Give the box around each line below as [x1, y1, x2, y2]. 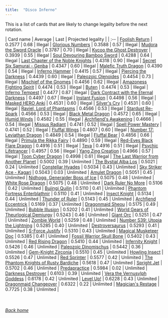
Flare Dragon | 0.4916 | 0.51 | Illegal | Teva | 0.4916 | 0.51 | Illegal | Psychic [5, 142, 158, 148]
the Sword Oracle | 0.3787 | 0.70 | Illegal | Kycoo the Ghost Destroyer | [5, 47, 151, 53]
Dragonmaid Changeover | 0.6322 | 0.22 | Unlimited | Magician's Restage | [5, 281, 159, 287]
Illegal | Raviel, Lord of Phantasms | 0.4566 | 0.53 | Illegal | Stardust [5, 105, 144, 111]
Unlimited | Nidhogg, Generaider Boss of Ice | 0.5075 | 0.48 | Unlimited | [5, 174, 154, 180]
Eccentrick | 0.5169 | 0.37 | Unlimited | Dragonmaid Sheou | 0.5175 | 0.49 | [5, 201, 158, 207]
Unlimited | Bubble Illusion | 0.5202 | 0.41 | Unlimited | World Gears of [5, 206, 149, 212]
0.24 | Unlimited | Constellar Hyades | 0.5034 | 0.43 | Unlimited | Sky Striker [5, 164, 162, 170]
